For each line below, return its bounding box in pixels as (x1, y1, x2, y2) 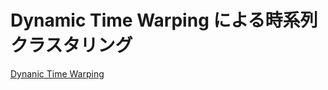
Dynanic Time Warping (10, 67, 105, 80)
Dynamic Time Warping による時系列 (10, 9, 318, 32)
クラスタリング (10, 34, 133, 57)
